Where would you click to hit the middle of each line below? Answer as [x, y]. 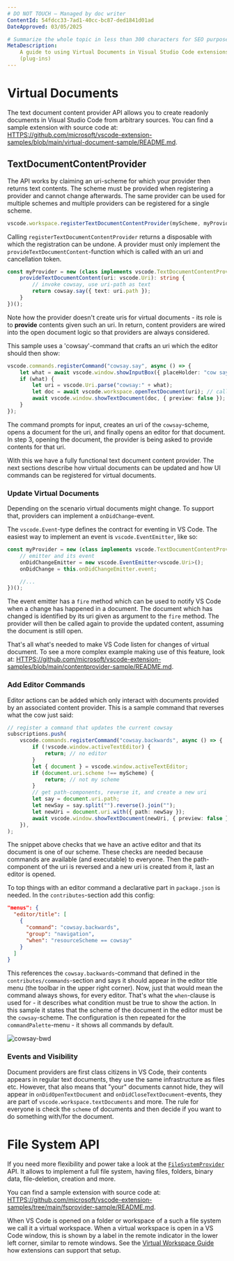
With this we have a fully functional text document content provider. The [111, 460]
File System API [53, 1144]
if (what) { [37, 379]
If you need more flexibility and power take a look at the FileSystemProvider [116, 1164]
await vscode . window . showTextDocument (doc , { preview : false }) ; [129, 398]
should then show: [34, 353]
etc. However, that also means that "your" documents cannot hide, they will [116, 1087]
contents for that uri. [37, 446]
